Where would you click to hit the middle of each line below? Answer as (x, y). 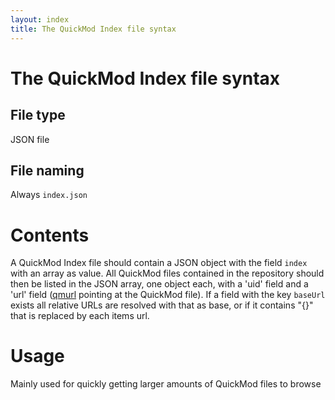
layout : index (40, 19)
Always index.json (49, 195)
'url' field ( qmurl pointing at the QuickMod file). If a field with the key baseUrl (168, 295)
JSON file (30, 139)
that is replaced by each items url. (80, 316)
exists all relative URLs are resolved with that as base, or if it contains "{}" (162, 305)
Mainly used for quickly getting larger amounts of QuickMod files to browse (166, 384)
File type (38, 115)
